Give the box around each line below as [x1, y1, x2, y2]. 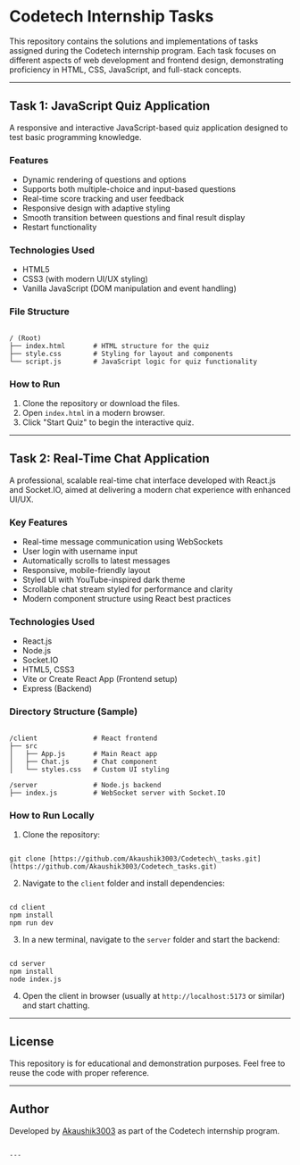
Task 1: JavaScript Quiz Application [9, 98, 211, 113]
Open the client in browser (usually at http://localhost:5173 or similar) [21, 990, 286, 1001]
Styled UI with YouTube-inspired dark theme [21, 574, 186, 586]
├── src [9, 741, 38, 751]
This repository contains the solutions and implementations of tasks [9, 36, 259, 46]
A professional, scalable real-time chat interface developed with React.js [9, 475, 277, 486]
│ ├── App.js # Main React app [9, 749, 158, 758]
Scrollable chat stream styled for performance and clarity [21, 584, 234, 595]
